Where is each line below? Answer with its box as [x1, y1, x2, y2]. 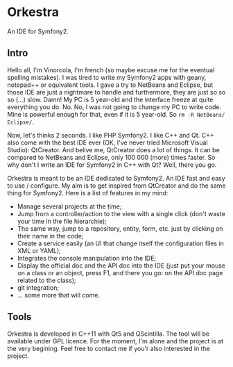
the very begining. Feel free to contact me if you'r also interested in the [7, 344, 210, 352]
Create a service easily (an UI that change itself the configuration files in [17, 239, 224, 247]
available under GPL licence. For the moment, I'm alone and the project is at [7, 336, 224, 345]
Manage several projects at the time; [17, 202, 122, 211]
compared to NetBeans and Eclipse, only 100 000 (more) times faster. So [7, 153, 216, 161]
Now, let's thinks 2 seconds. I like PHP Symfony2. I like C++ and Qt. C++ [7, 131, 215, 139]
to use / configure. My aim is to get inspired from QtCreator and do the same [7, 181, 227, 190]
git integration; [17, 283, 60, 292]
